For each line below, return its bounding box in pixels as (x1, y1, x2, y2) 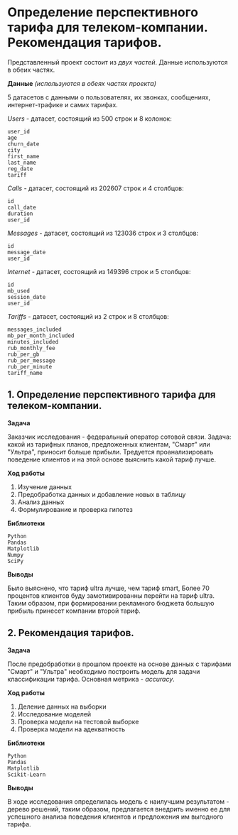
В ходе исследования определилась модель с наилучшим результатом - (7, 797, 229, 806)
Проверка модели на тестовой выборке (17, 717, 139, 726)
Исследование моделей (17, 709, 91, 718)
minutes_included (7, 338, 59, 345)
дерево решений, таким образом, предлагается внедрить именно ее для (7, 804, 231, 813)
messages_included (7, 326, 62, 333)
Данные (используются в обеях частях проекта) (7, 79, 157, 87)
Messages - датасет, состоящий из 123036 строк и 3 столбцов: (7, 229, 199, 237)
